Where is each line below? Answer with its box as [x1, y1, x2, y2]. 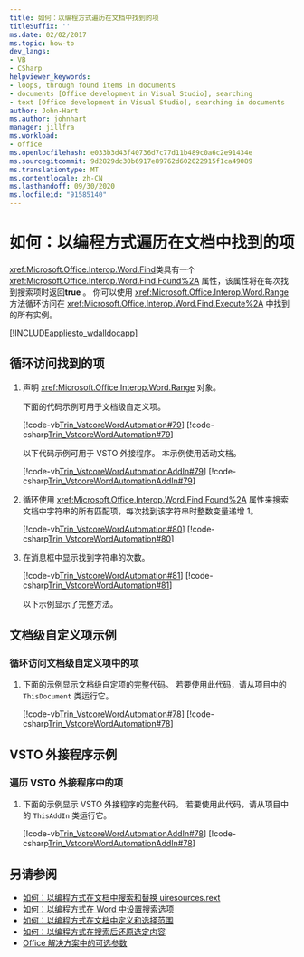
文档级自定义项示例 [9, 628, 117, 643]
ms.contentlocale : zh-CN [9, 173, 103, 182]
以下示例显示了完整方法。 [22, 598, 119, 609]
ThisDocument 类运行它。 [22, 690, 114, 701]
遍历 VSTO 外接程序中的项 [9, 776, 124, 789]
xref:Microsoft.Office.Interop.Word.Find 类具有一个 [9, 264, 196, 275]
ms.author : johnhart [9, 114, 88, 123]
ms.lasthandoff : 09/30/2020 [9, 182, 116, 191]
